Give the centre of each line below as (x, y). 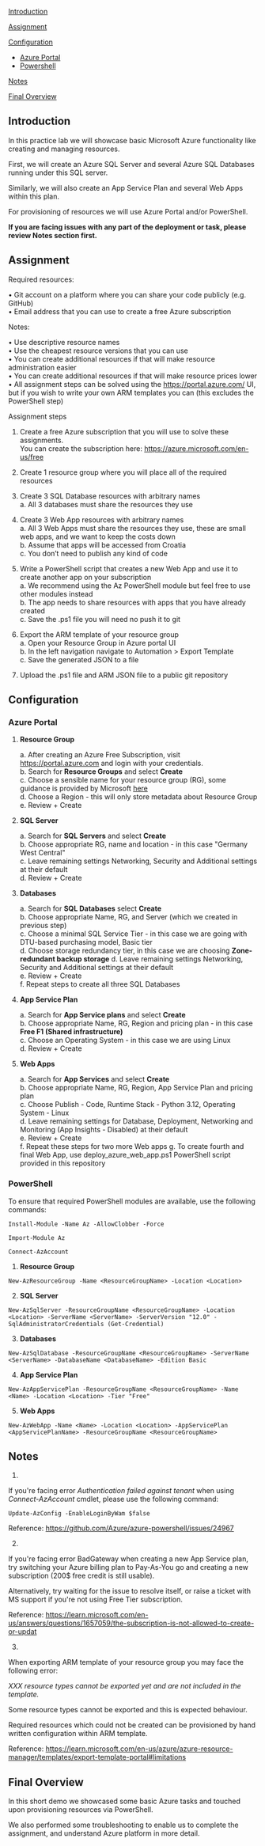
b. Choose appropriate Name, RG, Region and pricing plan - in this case (136, 1023)
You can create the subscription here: (81, 448)
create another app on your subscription (85, 577)
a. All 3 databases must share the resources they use (106, 504)
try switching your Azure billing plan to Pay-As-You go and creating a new (129, 1567)
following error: (33, 1671)
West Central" (42, 853)
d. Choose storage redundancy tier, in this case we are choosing (125, 951)
